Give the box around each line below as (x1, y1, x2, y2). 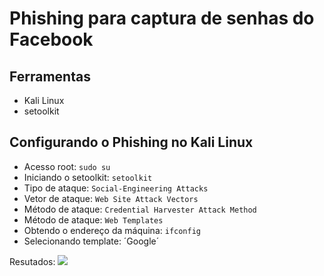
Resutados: (9, 255, 56, 267)
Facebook (9, 28, 94, 51)
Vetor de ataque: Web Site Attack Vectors (23, 192, 199, 204)
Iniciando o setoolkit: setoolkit (23, 171, 153, 183)
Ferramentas (9, 68, 91, 85)
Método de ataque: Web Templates (23, 213, 164, 226)
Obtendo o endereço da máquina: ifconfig (23, 224, 202, 236)
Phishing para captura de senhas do (9, 7, 315, 30)
